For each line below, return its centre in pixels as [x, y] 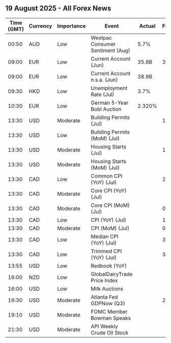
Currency [40, 26]
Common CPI [107, 176]
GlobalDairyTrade [112, 274]
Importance [71, 26]
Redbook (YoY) [109, 266]
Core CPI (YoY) [109, 191]
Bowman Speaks [111, 318]
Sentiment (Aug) [111, 50]
